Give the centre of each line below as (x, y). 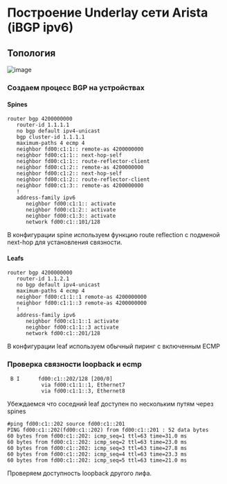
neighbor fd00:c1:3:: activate (71, 216)
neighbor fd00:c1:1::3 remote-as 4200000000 (82, 303)
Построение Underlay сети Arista (108, 13)
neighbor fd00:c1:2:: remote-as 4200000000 (80, 168)
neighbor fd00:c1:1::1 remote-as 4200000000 (82, 297)
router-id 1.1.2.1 (43, 279)
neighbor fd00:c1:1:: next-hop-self (69, 155)
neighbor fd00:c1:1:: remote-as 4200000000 (80, 149)
